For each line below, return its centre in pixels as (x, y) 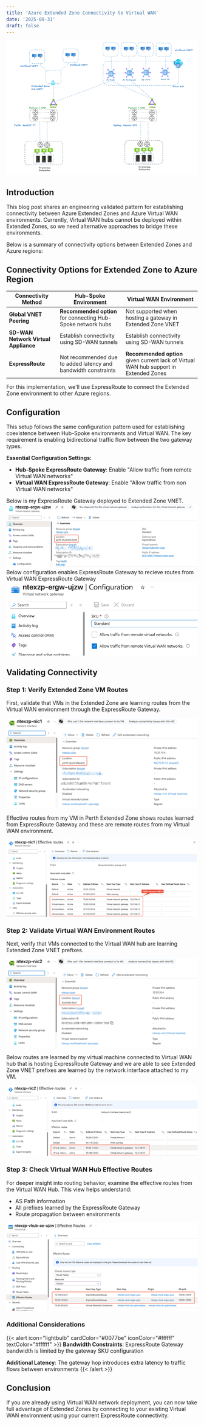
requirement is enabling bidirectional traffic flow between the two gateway (99, 440)
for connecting (78, 318)
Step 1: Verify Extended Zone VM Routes (67, 690)
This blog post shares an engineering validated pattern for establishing (95, 207)
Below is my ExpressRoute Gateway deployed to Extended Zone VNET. (95, 501)
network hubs (94, 324)
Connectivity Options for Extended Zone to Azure (102, 270)
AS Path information (40, 1201)
